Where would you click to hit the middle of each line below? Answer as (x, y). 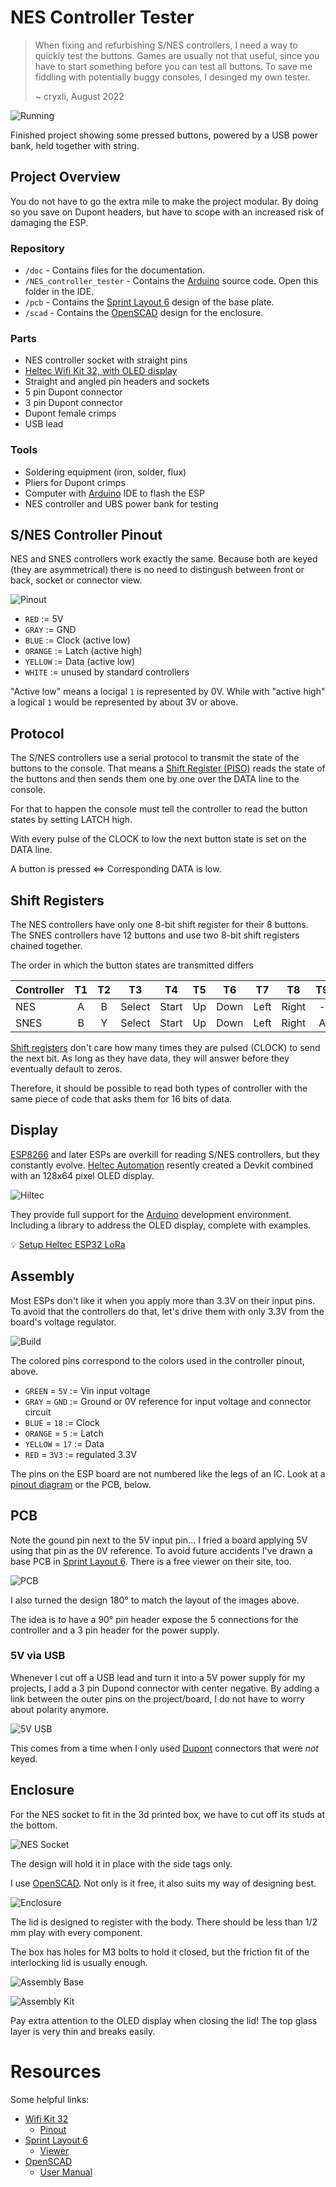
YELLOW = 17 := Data (64, 1443)
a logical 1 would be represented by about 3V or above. (124, 702)
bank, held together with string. (75, 145)
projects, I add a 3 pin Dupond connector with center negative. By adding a (165, 1688)
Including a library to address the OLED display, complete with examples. (161, 1225)
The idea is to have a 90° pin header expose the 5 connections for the (154, 1619)
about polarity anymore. (59, 1709)
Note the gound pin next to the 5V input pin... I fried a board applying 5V (159, 1540)
